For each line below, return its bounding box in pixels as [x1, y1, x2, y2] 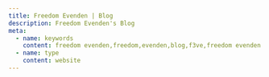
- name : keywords [15, 34, 74, 43]
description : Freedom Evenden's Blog [8, 19, 135, 27]
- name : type [15, 49, 60, 57]
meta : [8, 26, 27, 34]
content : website [23, 57, 81, 65]
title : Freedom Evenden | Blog [8, 11, 114, 20]
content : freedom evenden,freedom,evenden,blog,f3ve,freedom [23, 42, 232, 50]
